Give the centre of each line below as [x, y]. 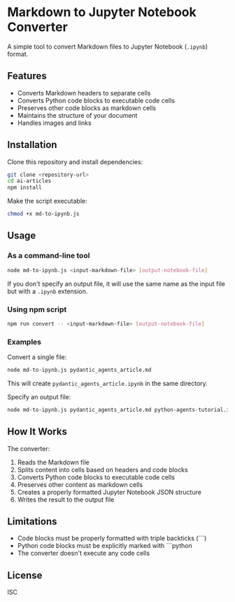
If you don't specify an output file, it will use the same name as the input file [116, 283]
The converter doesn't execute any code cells [84, 553]
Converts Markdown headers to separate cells [84, 93]
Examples [24, 342]
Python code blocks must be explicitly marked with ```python [105, 546]
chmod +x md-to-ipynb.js [43, 214]
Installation [32, 145]
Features [27, 76]
